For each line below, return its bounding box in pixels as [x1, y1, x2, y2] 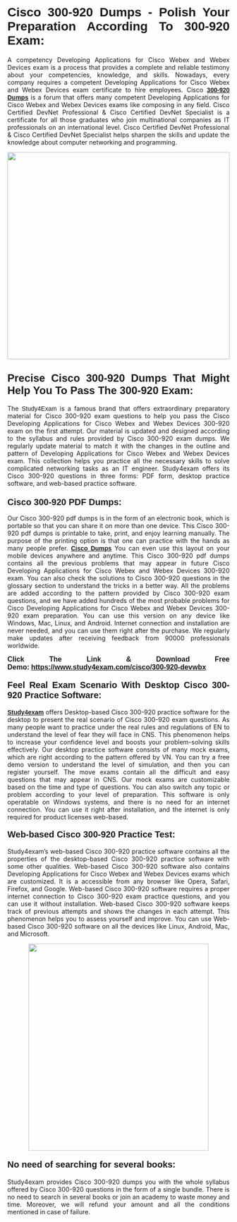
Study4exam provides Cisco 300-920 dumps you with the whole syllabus [7, 1178, 230, 1186]
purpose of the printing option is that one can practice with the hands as [7, 537, 230, 545]
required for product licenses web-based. [7, 813, 129, 821]
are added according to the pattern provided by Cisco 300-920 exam [7, 589, 230, 597]
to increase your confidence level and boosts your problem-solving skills [7, 738, 230, 747]
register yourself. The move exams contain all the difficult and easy [7, 768, 230, 776]
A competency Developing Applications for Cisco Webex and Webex [7, 55, 230, 64]
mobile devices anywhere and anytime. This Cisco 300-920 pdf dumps [7, 551, 230, 560]
